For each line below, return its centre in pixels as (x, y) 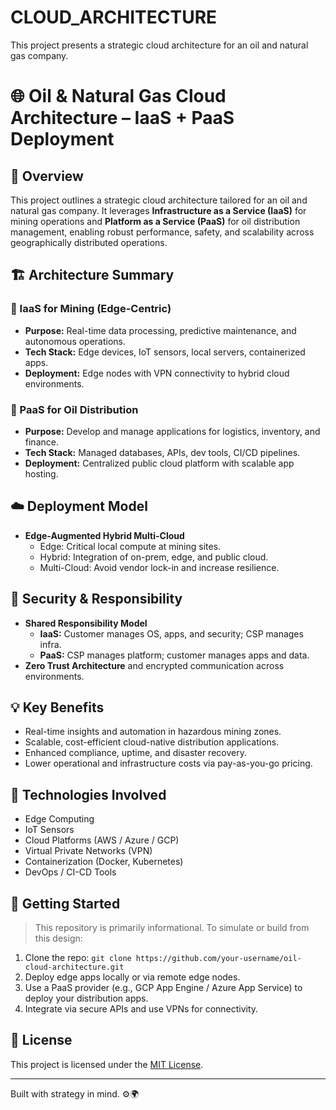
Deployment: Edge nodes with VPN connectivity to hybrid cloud (157, 373)
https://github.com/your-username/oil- (218, 958)
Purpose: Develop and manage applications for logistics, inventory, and (172, 431)
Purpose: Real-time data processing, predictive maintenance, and (160, 330)
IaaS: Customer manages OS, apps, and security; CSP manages (171, 633)
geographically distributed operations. (89, 242)
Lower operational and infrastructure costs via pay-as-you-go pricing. (168, 763)
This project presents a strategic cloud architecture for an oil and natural (159, 45)
